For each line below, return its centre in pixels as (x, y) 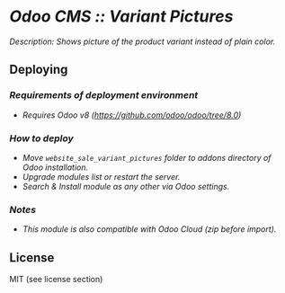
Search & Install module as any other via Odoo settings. (126, 186)
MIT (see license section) (56, 280)
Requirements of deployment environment (104, 95)
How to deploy (41, 138)
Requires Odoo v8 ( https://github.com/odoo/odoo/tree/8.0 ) (132, 115)
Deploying (39, 70)
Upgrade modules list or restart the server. (101, 176)
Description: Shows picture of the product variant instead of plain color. (142, 41)
